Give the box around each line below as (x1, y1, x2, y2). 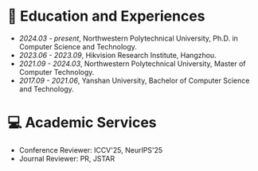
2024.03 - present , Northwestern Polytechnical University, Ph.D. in (18, 33, 238, 43)
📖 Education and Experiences (7, 7, 205, 25)
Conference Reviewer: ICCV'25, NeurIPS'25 (18, 145, 163, 154)
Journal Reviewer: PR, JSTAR (18, 154, 115, 163)
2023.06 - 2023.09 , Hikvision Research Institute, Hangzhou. (18, 50, 217, 60)
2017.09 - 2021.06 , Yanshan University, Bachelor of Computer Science (18, 76, 250, 85)
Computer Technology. (18, 67, 95, 76)
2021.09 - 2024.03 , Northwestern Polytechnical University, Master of (18, 59, 246, 68)
